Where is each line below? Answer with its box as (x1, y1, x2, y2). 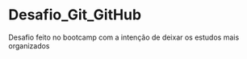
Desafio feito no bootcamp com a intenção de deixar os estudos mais (8, 32, 240, 42)
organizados (8, 40, 50, 50)
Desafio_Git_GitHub (8, 6, 142, 24)
